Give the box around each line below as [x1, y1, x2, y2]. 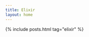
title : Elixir [5, 7, 36, 13]
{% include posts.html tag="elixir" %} [5, 26, 84, 32]
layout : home [5, 12, 33, 17]
